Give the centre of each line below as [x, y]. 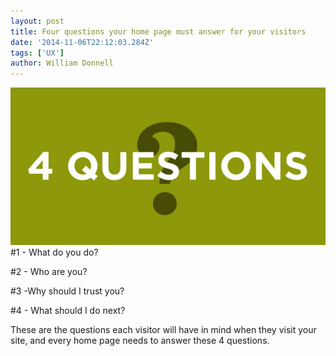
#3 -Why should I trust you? [67, 291]
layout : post [37, 21]
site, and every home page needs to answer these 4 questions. [140, 341]
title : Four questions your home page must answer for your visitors [158, 31]
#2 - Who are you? [49, 272]
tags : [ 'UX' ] [37, 53]
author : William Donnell [62, 63]
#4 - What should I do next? [68, 311]
